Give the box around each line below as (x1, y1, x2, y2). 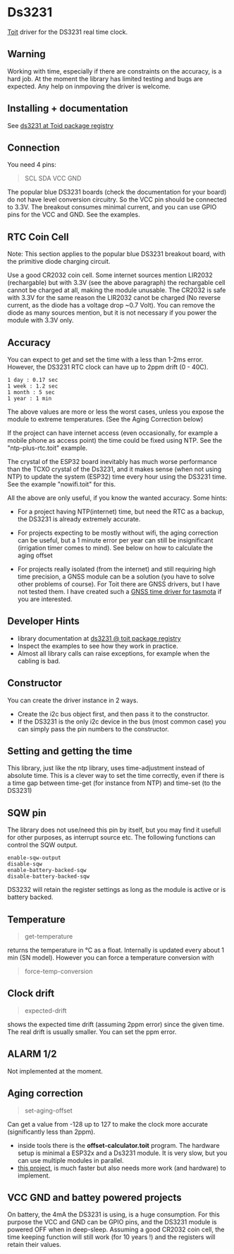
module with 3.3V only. (7, 316, 74, 325)
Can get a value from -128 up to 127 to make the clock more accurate (7, 1120, 208, 1128)
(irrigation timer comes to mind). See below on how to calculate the (17, 544, 214, 552)
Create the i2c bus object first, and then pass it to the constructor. (17, 709, 209, 718)
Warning (7, 48, 46, 60)
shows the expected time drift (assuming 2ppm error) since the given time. (7, 1020, 225, 1028)
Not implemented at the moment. (7, 1067, 104, 1075)
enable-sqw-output (7, 854, 61, 861)
